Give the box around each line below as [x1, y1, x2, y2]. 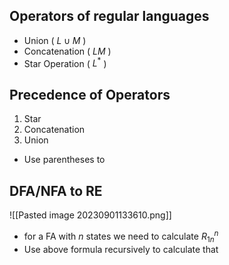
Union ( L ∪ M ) [23, 34, 87, 46]
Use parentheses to [23, 154, 106, 166]
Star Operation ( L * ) [23, 55, 107, 69]
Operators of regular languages [9, 8, 210, 25]
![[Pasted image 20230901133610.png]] [9, 209, 172, 221]
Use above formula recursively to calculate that [23, 243, 219, 255]
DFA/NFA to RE [9, 182, 103, 199]
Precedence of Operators [9, 86, 171, 103]
